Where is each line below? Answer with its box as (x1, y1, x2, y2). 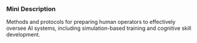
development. (6, 31, 40, 38)
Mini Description (6, 5, 56, 13)
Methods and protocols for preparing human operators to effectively (6, 19, 176, 26)
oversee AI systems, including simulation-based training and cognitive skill (6, 24, 192, 32)
